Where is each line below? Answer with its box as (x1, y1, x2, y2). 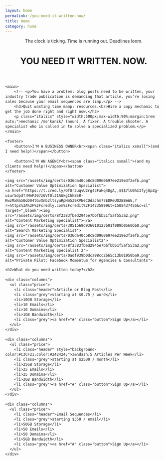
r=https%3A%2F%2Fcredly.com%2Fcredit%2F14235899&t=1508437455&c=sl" (5, 203, 151, 208)
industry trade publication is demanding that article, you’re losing (5, 94, 155, 99)
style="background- (56, 347, 97, 352)
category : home (5, 24, 37, 29)
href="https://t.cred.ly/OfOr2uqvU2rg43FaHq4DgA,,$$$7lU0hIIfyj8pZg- (11, 188, 160, 193)
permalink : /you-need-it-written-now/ (5, 13, 86, 18)
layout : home (5, 8, 32, 13)
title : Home (5, 18, 30, 23)
